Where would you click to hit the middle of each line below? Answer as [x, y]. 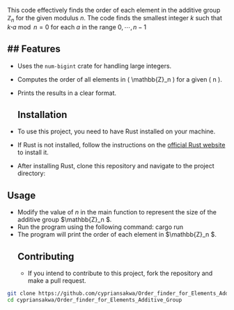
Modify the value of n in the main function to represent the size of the [117, 212]
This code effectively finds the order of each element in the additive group [114, 10]
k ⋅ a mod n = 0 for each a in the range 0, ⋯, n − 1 [77, 27]
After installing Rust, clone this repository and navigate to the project [116, 166]
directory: [31, 173]
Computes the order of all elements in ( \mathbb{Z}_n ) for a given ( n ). [120, 79]
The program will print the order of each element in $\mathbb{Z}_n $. [117, 235]
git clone [22, 294]
